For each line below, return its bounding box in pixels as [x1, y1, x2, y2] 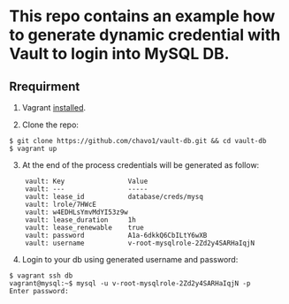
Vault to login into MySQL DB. [9, 44, 230, 64]
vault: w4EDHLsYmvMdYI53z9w [25, 208, 128, 217]
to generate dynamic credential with [9, 25, 281, 45]
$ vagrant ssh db [9, 271, 73, 280]
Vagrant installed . [21, 103, 87, 112]
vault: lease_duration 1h [25, 216, 137, 224]
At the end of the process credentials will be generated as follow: [21, 160, 260, 170]
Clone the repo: [21, 119, 80, 130]
